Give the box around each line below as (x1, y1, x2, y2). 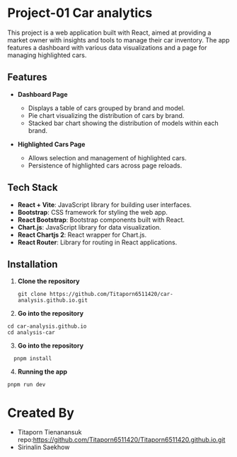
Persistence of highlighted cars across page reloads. (28, 161, 183, 170)
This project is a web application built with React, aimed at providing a (7, 28, 212, 37)
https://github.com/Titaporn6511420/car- (49, 291, 173, 298)
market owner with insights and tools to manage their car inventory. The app (7, 35, 230, 44)
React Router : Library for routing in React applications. (17, 238, 178, 247)
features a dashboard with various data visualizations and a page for (7, 43, 207, 52)
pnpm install (13, 355, 52, 362)
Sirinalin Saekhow (17, 443, 70, 451)
